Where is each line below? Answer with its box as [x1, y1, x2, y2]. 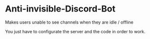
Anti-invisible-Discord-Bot [5, 3, 116, 14]
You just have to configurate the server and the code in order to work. [5, 28, 146, 34]
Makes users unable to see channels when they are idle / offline [5, 19, 133, 25]
